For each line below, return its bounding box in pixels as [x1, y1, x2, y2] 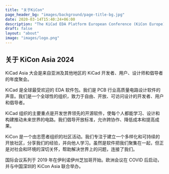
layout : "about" [5, 31, 39, 36]
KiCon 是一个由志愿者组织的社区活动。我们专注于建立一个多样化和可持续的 [5, 133, 160, 139]
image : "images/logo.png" [5, 36, 59, 41]
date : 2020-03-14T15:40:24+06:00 [5, 17, 75, 22]
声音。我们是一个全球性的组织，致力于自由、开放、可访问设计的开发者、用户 [5, 93, 164, 99]
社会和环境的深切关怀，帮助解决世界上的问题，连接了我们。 [14, 146, 137, 152]
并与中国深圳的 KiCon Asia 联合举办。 [5, 163, 84, 169]
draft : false [5, 26, 33, 31]
